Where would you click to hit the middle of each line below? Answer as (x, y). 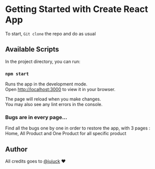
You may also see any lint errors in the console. (54, 104)
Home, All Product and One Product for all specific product (66, 133)
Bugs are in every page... (36, 117)
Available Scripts (32, 49)
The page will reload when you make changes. (53, 99)
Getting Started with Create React (77, 9)
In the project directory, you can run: (43, 61)
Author (16, 149)
